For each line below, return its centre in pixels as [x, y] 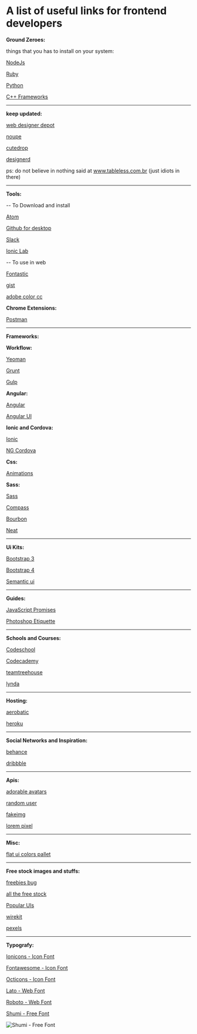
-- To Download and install [38, 205]
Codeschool [21, 649]
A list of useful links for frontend [86, 11]
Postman [17, 319]
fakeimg [16, 814]
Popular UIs [20, 905]
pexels [14, 928]
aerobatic [18, 712]
